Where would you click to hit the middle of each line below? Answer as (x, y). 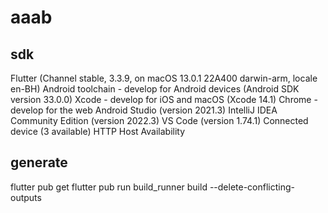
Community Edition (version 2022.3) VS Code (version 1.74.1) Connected (159, 120)
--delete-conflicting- (252, 187)
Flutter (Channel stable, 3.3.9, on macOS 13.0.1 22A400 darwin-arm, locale (164, 78)
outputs (26, 197)
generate (39, 162)
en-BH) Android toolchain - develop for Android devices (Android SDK (155, 89)
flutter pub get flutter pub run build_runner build (109, 187)
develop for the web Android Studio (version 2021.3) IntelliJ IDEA (144, 110)
